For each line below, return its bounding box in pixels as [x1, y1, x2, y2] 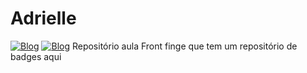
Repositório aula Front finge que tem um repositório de [71, 40, 298, 52]
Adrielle [10, 7, 77, 30]
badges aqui [10, 50, 62, 62]
